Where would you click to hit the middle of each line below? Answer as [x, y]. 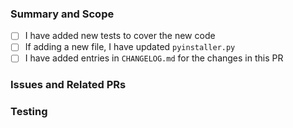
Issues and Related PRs [68, 85]
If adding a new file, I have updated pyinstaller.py [130, 47]
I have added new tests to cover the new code [120, 36]
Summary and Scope [62, 14]
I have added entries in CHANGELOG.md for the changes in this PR [154, 58]
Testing [29, 112]
